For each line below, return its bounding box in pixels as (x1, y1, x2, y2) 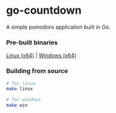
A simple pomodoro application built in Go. (6, 23, 111, 30)
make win (6, 102, 28, 108)
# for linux (6, 80, 36, 87)
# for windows (6, 97, 42, 103)
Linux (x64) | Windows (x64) (6, 52, 77, 59)
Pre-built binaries (6, 38, 58, 47)
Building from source (6, 67, 68, 75)
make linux (6, 86, 33, 92)
